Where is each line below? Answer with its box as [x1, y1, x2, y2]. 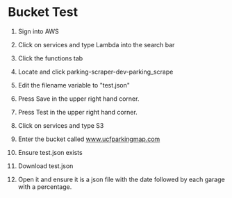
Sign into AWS [17, 27, 60, 35]
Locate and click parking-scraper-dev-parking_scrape [17, 67, 174, 76]
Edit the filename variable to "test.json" [17, 81, 131, 89]
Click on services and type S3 [17, 121, 104, 129]
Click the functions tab [17, 53, 83, 63]
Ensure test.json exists [17, 148, 83, 156]
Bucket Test [8, 4, 78, 20]
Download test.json [17, 161, 74, 170]
